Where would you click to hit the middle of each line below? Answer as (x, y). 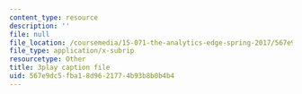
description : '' (40, 26)
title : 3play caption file (60, 68)
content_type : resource (54, 17)
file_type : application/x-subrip (72, 51)
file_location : (38, 43)
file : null (30, 34)
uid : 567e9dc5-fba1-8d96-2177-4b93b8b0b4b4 (92, 76)
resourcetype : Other (48, 59)
